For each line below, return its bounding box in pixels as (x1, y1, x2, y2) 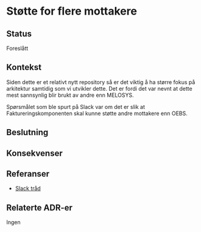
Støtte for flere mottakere (6, 4, 137, 18)
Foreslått (6, 44, 29, 52)
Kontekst (6, 62, 41, 72)
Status (6, 29, 32, 39)
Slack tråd (15, 185, 41, 192)
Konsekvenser (6, 148, 63, 158)
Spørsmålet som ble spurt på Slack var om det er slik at (6, 103, 145, 110)
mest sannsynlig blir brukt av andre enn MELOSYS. (6, 91, 134, 99)
